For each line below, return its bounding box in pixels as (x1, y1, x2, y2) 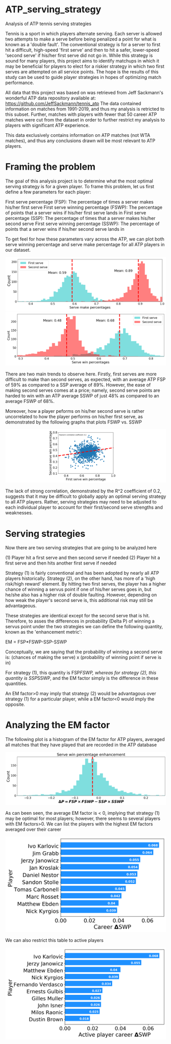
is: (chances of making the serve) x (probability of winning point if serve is (5, 654, 162, 660)
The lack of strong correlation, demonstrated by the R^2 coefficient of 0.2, (5, 488, 162, 494)
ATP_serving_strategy (5, 4, 102, 15)
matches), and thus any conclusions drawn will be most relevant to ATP (5, 137, 156, 144)
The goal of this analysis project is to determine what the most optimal (5, 178, 153, 184)
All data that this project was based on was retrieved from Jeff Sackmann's (5, 89, 163, 95)
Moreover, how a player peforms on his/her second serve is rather (5, 408, 144, 414)
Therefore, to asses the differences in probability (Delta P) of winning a (5, 618, 155, 624)
